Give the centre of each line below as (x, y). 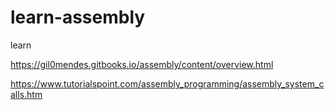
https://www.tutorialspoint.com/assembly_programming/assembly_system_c (167, 83)
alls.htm (26, 94)
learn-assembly (78, 17)
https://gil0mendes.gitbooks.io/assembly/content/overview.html (142, 64)
